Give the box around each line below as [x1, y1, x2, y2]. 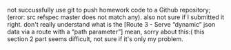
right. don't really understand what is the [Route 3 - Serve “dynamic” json [7, 21, 216, 28]
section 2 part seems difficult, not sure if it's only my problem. [7, 35, 184, 43]
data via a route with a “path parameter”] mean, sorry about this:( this [7, 27, 205, 36]
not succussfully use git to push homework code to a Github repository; [7, 6, 211, 14]
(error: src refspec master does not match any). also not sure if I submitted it [7, 13, 225, 21]
